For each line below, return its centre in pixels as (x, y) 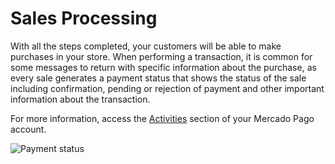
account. (28, 129)
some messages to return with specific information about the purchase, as (163, 67)
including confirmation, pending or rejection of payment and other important (167, 88)
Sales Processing (84, 18)
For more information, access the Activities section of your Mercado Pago (162, 118)
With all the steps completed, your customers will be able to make (146, 46)
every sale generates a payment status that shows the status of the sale (158, 78)
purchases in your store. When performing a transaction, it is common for (161, 56)
